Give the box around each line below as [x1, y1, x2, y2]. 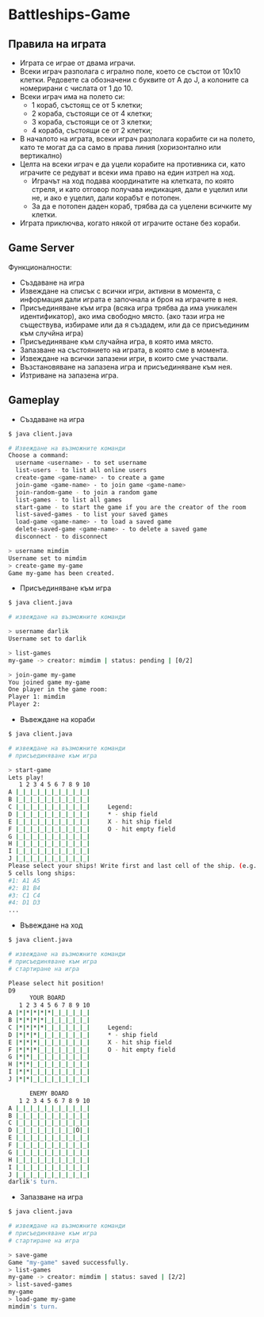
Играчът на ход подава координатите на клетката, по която [31, 176, 235, 186]
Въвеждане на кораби [19, 715, 95, 724]
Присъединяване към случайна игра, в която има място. [19, 336, 214, 346]
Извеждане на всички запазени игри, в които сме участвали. [19, 353, 228, 363]
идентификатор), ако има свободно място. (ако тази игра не [19, 311, 225, 321]
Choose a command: [8, 451, 69, 459]
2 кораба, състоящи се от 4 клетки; [31, 109, 153, 118]
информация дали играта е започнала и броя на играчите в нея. [19, 294, 238, 304]
